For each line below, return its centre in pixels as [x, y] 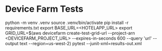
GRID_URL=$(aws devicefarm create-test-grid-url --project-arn [70, 33]
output [12, 43]
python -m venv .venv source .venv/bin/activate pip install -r [67, 23]
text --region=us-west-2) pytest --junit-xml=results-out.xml [81, 43]
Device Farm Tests [44, 9]
